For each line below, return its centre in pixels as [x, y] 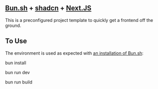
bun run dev [18, 72]
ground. [13, 25]
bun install [16, 63]
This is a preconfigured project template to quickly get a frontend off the [79, 20]
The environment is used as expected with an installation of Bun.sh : [74, 53]
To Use [16, 41]
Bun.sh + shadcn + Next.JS [48, 8]
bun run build [19, 82]
